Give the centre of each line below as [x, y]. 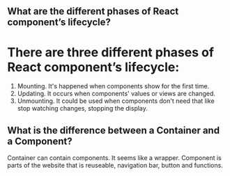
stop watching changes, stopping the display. [83, 109]
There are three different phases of [111, 52]
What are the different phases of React [93, 11]
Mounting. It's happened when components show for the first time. [113, 86]
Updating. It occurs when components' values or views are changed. [116, 94]
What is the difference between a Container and [114, 130]
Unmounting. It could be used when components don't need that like [116, 101]
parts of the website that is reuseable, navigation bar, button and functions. [115, 166]
